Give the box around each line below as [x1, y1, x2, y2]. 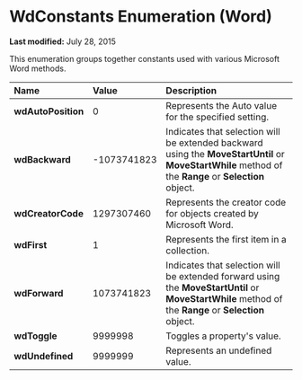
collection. [165, 244, 209, 257]
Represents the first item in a [165, 233, 287, 245]
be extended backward [165, 137, 263, 149]
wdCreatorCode [13, 207, 84, 219]
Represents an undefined [165, 344, 272, 357]
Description [165, 84, 218, 96]
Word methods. [9, 63, 67, 74]
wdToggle [13, 330, 58, 342]
